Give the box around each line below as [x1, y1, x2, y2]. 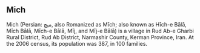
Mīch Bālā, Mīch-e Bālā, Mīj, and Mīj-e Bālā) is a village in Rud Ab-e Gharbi [6, 27, 194, 34]
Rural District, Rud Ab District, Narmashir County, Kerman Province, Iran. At [6, 33, 194, 41]
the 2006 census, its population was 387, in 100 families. [6, 40, 147, 47]
